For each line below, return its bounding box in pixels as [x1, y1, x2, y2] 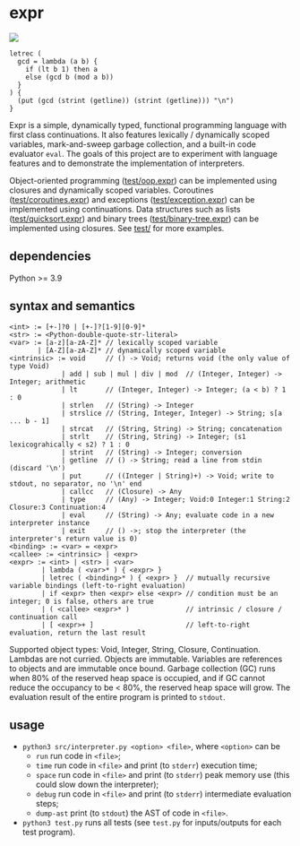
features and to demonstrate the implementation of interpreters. [9, 158, 244, 168]
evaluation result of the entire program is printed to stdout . [9, 691, 226, 702]
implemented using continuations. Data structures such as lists [9, 203, 241, 214]
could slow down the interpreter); [35, 779, 159, 790]
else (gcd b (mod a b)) [25, 73, 115, 82]
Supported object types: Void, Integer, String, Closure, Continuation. [9, 643, 261, 654]
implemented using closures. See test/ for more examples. [9, 222, 225, 233]
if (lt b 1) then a [25, 65, 99, 73]
